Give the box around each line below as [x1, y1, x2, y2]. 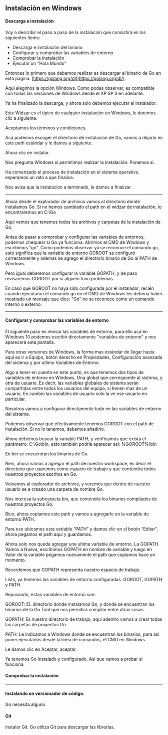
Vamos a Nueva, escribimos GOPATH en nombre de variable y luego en [5, 546, 152, 552]
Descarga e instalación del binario [12, 44, 83, 50]
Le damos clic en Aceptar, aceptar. [5, 646, 77, 652]
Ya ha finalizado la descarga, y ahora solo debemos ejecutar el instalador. [5, 100, 157, 106]
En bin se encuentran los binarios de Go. [5, 451, 89, 457]
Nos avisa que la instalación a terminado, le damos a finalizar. [5, 184, 132, 190]
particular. [5, 396, 26, 402]
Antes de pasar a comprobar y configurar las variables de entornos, [5, 234, 145, 240]
